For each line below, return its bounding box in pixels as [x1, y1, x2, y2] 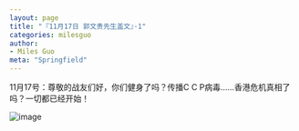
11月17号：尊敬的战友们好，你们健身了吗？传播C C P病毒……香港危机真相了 [9, 82, 291, 92]
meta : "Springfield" [9, 55, 88, 65]
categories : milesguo [9, 30, 92, 39]
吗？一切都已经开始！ [9, 93, 89, 104]
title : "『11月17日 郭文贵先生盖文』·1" [9, 22, 147, 31]
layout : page [9, 13, 59, 23]
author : [9, 38, 39, 48]
